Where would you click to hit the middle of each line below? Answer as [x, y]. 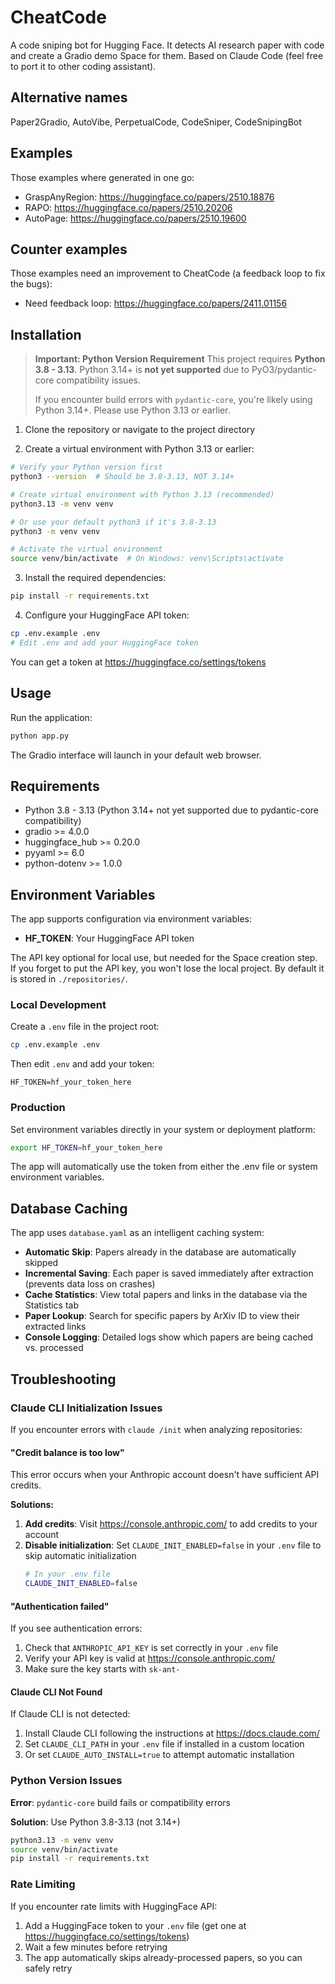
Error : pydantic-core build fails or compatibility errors [120, 1802]
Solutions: [32, 1505]
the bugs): [31, 284]
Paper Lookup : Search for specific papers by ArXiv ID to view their [162, 1316]
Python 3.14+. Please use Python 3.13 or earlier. [132, 410]
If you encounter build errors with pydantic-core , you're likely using [173, 400]
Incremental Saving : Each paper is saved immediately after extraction [169, 1273]
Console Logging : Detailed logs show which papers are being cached [169, 1337]
